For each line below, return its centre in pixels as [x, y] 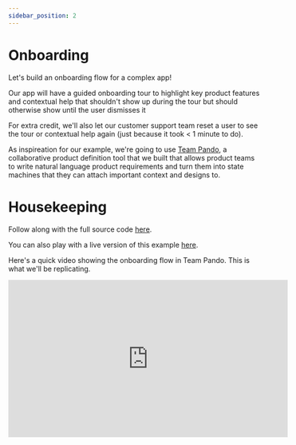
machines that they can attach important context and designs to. [114, 175]
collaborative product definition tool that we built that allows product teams [132, 157]
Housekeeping [58, 207]
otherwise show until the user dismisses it [77, 109]
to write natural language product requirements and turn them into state [126, 166]
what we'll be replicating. [49, 268]
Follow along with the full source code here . [80, 229]
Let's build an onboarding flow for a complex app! [90, 77]
